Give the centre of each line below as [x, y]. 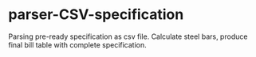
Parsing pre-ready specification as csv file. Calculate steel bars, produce [128, 36]
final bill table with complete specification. [78, 44]
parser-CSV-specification [96, 15]
